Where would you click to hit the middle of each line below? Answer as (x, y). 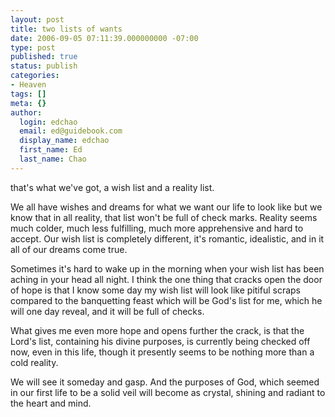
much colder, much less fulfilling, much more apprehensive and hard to (157, 228)
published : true (44, 57)
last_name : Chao (53, 159)
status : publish (44, 66)
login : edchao (48, 122)
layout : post (37, 19)
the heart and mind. (51, 403)
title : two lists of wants (66, 29)
